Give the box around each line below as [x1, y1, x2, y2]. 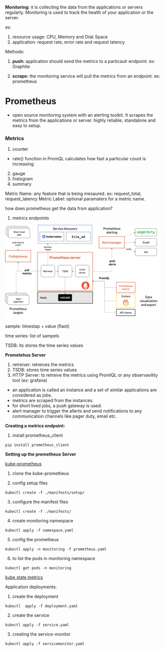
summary [12, 181, 32, 187]
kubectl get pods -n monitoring [5, 566, 71, 571]
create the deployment [12, 594, 59, 600]
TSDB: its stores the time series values [5, 342, 84, 348]
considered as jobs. [12, 392, 53, 398]
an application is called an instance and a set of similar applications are [12, 387, 157, 393]
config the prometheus [12, 537, 59, 543]
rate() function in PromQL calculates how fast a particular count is [12, 156, 146, 162]
